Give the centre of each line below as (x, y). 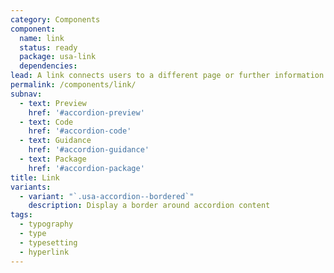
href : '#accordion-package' (86, 168)
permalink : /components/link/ (73, 85)
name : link (42, 38)
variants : (31, 187)
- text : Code (46, 122)
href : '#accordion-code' (80, 131)
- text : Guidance (55, 141)
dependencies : (48, 66)
